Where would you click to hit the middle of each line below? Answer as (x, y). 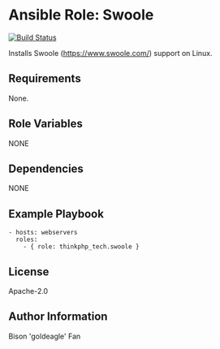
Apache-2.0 (28, 291)
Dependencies (46, 168)
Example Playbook (56, 214)
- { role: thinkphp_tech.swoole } (81, 247)
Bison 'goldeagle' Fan (45, 336)
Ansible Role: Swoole (81, 15)
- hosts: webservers (43, 233)
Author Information (58, 317)
